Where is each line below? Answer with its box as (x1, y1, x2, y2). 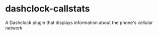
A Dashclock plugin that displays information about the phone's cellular (5, 19, 153, 25)
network (5, 24, 23, 30)
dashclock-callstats (5, 3, 90, 14)
